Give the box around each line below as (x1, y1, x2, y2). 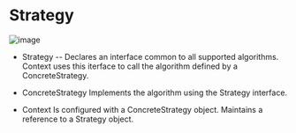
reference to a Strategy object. (21, 114, 134, 124)
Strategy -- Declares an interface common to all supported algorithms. (21, 51, 279, 62)
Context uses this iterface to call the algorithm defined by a (21, 61, 239, 71)
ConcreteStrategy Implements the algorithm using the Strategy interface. (21, 87, 288, 98)
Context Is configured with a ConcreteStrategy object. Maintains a (21, 104, 263, 115)
